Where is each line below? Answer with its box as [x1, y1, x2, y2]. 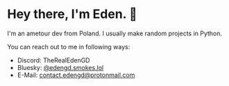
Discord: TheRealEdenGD [17, 55, 90, 64]
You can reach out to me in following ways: [7, 42, 130, 51]
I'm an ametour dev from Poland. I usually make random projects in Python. [7, 29, 223, 37]
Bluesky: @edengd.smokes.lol [17, 63, 104, 71]
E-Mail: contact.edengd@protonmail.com [17, 71, 135, 79]
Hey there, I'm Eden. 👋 [7, 6, 137, 22]
